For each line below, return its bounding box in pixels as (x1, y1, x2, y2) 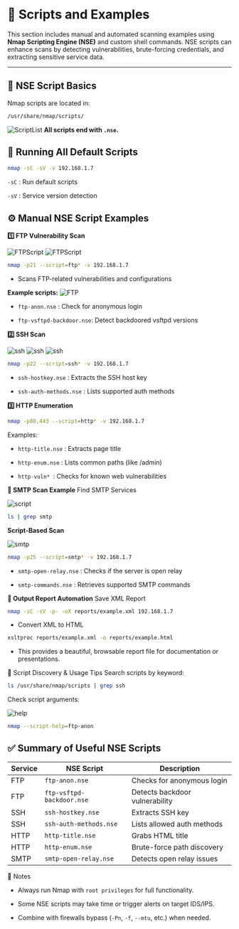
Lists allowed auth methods (131, 819, 223, 829)
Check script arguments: (7, 695, 80, 704)
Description (159, 763, 201, 773)
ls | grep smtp (7, 513, 53, 520)
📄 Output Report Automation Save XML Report (7, 594, 146, 602)
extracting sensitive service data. (7, 53, 105, 61)
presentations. (17, 654, 60, 664)
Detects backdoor (131, 787, 191, 797)
